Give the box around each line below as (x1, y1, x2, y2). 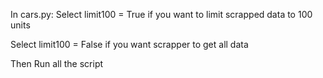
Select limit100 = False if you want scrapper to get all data (10, 39, 249, 50)
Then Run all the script (10, 58, 104, 69)
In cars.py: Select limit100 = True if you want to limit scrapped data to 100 (10, 9, 313, 20)
